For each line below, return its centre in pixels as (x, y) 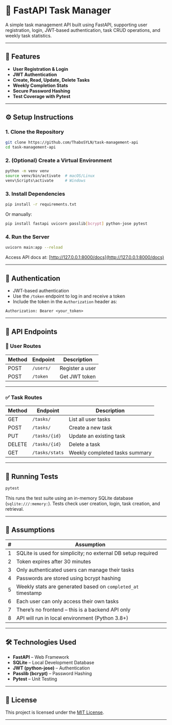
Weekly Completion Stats (40, 85)
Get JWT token (78, 376)
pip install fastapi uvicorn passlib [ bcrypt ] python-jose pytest (76, 224)
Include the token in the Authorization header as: (65, 302)
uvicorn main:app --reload (34, 248)
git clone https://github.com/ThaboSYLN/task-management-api (72, 143)
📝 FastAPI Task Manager (58, 11)
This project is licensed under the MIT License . (55, 712)
